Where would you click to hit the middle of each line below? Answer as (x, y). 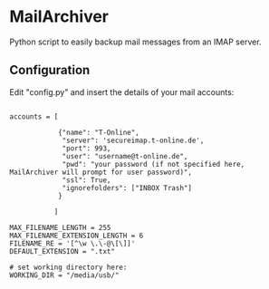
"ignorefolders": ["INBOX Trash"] (127, 188)
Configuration (50, 70)
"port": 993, (86, 148)
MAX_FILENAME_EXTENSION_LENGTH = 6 (77, 236)
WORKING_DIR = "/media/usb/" (64, 275)
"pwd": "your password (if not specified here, (154, 164)
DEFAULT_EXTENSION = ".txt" (62, 251)
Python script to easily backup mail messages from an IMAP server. (135, 42)
